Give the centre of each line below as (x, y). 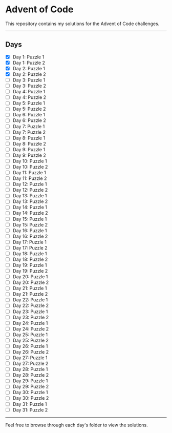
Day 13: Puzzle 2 (30, 201)
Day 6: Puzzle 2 (29, 120)
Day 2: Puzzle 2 (29, 74)
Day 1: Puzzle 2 (29, 63)
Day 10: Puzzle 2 (30, 167)
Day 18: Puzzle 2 (30, 259)
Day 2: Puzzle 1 (29, 68)
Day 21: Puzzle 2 (30, 294)
